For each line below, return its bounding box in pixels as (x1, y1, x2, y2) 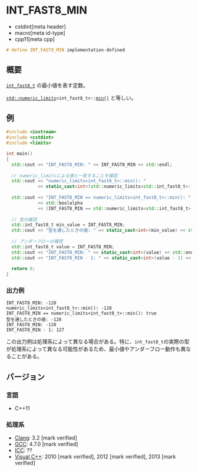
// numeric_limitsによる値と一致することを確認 (11, 172, 118, 179)
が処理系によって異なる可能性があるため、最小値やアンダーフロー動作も (6, 346, 181, 353)
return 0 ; (11, 266, 35, 272)
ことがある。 (11, 353, 42, 360)
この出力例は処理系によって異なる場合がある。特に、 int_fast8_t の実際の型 (6, 338, 190, 345)
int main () (6, 151, 33, 157)
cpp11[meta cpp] (14, 35, 55, 42)
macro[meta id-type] (14, 29, 66, 36)
